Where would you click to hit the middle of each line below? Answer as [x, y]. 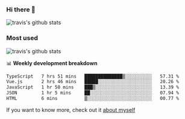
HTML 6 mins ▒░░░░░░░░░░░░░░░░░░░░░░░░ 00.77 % [93, 99]
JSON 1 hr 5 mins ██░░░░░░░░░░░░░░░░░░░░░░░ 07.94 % [93, 93]
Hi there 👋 [21, 10]
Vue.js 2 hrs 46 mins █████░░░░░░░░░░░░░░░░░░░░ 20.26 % [93, 82]
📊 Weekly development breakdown [52, 63]
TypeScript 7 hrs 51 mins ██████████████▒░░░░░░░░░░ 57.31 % [93, 76]
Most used [22, 38]
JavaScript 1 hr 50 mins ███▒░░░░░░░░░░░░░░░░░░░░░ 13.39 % [93, 87]
